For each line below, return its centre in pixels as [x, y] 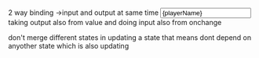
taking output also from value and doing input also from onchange [115, 22]
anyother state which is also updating [69, 46]
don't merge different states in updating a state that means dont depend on [130, 38]
